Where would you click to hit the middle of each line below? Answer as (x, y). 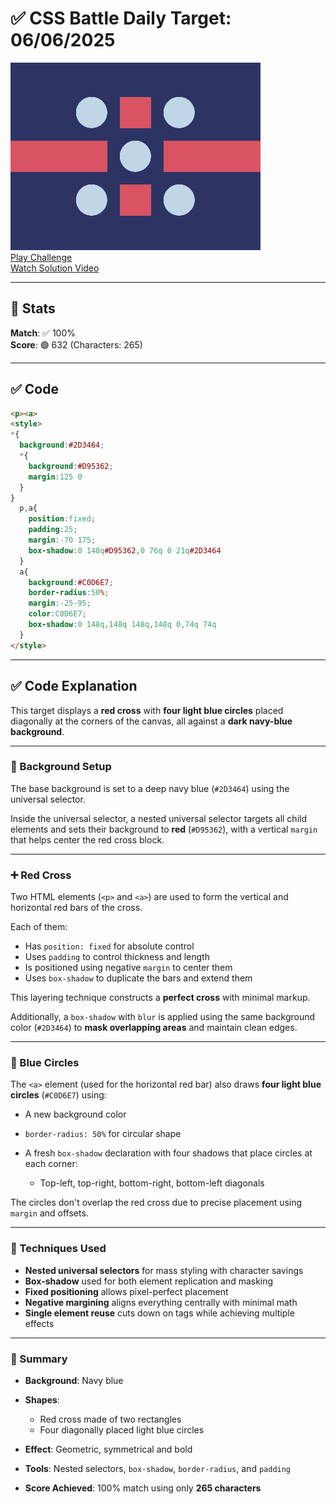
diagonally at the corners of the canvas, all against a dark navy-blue (151, 721)
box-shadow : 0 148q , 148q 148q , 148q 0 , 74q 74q (122, 625)
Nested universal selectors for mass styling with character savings (164, 1270)
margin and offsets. (49, 1213)
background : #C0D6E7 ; (71, 582)
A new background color (75, 1114)
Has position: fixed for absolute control (109, 946)
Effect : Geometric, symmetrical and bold (108, 1449)
